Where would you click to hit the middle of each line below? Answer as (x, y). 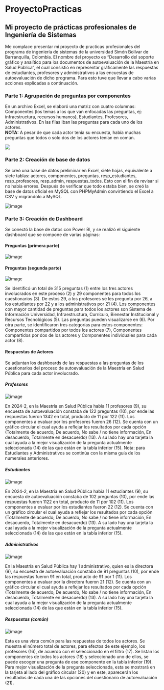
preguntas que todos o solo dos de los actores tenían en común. (70, 138)
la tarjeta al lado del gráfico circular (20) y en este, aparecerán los (72, 672)
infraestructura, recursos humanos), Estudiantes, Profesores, (67, 117)
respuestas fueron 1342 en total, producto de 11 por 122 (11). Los (70, 417)
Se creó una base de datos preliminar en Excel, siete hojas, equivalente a (79, 170)
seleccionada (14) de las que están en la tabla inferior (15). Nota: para (75, 448)
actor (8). (14, 341)
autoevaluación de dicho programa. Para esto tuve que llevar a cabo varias (81, 78)
